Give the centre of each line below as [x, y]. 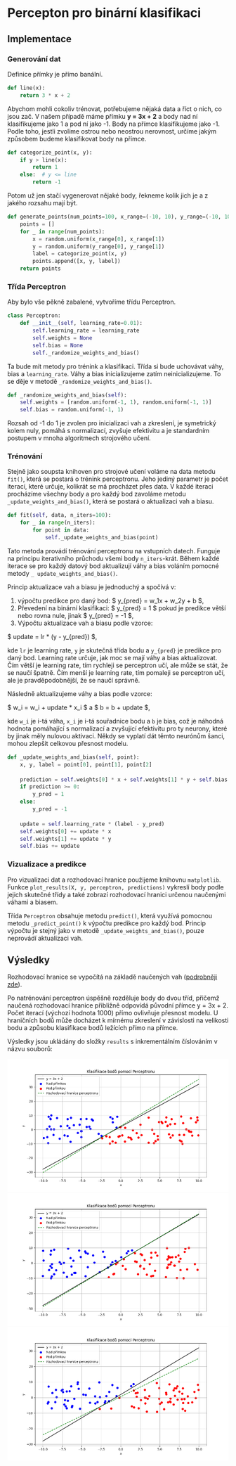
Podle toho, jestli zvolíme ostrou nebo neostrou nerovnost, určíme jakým [112, 131]
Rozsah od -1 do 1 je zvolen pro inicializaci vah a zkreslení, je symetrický [112, 423]
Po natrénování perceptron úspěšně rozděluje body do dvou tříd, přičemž [113, 998]
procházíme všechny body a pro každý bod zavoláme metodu [97, 494]
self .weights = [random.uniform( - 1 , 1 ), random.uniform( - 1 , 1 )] [116, 402]
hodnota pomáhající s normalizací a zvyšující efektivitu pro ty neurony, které [117, 728]
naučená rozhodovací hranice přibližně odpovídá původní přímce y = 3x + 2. [118, 1005]
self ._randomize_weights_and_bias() [86, 353]
